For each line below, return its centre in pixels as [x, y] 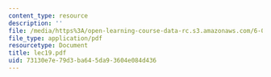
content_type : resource [48, 16]
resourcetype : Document [48, 46]
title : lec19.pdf [38, 53]
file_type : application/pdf [56, 38]
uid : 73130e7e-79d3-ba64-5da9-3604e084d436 [83, 61]
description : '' [35, 23]
